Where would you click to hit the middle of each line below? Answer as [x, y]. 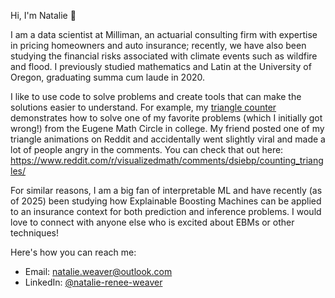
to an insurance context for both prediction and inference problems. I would [166, 211]
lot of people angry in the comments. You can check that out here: [147, 149]
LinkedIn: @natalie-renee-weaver [93, 282]
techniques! [34, 233]
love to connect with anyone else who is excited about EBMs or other [152, 222]
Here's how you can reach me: [73, 252]
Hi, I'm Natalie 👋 [43, 15]
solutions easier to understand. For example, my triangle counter [143, 107]
